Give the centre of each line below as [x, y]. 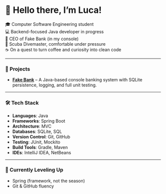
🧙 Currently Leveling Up [34, 170]
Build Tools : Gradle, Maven [40, 147]
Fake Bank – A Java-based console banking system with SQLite [77, 80]
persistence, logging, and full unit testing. [55, 85]
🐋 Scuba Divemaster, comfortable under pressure [56, 44]
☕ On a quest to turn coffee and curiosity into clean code [63, 50]
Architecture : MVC [32, 126]
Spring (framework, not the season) [49, 181]
